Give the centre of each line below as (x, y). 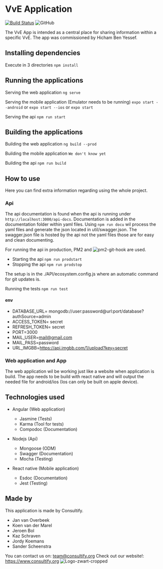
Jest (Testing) (34, 483)
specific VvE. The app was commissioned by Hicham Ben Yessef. (71, 37)
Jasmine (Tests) (36, 419)
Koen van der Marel (32, 525)
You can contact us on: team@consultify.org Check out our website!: (75, 556)
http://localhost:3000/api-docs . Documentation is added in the (70, 219)
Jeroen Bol (23, 531)
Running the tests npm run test (37, 289)
